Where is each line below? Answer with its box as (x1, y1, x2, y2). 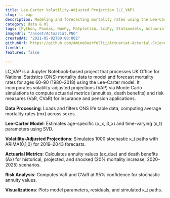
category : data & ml (5, 21, 49, 27)
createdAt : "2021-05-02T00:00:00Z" (5, 36, 80, 41)
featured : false (5, 50, 39, 55)
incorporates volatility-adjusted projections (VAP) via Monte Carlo (5, 84, 143, 90)
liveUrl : (5, 45, 24, 50)
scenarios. (19, 161, 41, 168)
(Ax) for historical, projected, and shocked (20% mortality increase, (5, 156, 146, 162)
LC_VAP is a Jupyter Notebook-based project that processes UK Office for (5, 68, 160, 74)
